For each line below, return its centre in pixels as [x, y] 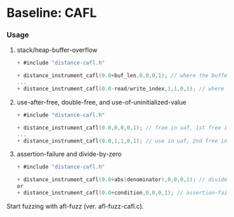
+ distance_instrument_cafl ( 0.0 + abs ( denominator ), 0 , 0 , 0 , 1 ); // [111, 180]
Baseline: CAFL [52, 13]
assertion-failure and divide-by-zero [69, 154]
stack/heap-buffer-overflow [57, 50]
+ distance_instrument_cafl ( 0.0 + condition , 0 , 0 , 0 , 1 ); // [100, 193]
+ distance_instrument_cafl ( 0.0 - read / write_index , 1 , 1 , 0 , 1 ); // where [121, 89]
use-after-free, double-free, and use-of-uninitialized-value [102, 102]
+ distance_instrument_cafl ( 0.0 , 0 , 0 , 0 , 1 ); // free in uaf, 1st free [119, 128]
